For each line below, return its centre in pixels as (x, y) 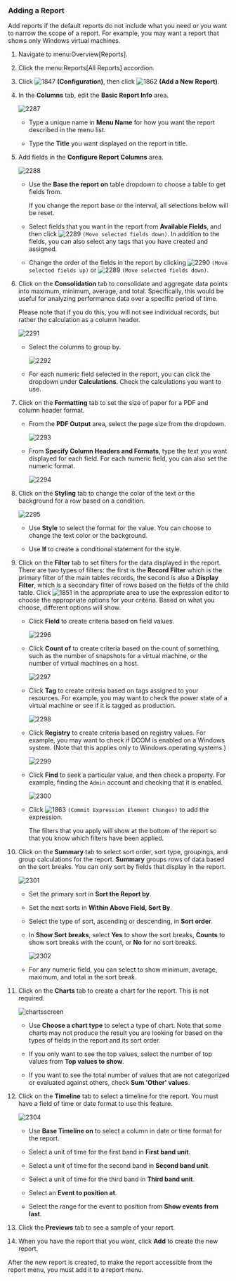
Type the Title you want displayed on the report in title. (108, 143)
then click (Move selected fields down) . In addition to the (124, 234)
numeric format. (52, 466)
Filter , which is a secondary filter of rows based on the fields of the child (123, 585)
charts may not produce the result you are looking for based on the (126, 1033)
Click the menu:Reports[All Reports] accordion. (86, 68)
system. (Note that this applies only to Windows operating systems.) (127, 748)
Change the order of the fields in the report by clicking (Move (128, 263)
